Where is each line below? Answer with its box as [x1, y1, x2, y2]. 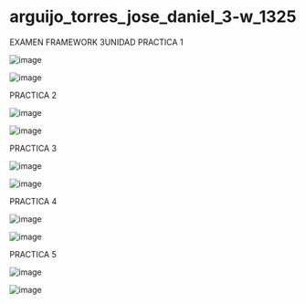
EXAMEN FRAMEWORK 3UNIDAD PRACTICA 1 [9, 37, 184, 47]
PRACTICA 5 [9, 248, 58, 259]
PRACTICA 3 [9, 142, 58, 153]
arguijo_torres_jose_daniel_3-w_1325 [9, 6, 297, 27]
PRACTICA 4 [9, 195, 58, 206]
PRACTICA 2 [9, 89, 58, 100]
